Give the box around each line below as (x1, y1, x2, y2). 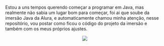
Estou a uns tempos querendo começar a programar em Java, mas (5, 5, 144, 10)
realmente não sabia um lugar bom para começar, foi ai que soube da (5, 10, 150, 16)
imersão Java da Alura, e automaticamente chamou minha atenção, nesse (5, 15, 159, 21)
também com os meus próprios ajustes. (5, 26, 88, 32)
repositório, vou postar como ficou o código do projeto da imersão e (5, 20, 147, 26)
